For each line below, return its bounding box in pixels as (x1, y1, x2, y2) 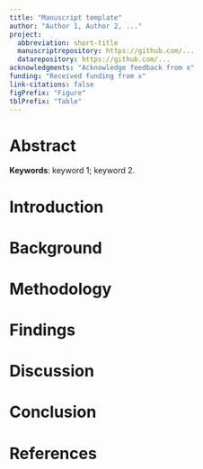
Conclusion (9, 402, 97, 422)
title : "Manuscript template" (9, 13, 123, 22)
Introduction (9, 197, 104, 217)
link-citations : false (9, 80, 94, 89)
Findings (9, 320, 76, 341)
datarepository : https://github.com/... (17, 55, 171, 64)
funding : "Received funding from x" (9, 72, 146, 81)
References (9, 443, 97, 464)
